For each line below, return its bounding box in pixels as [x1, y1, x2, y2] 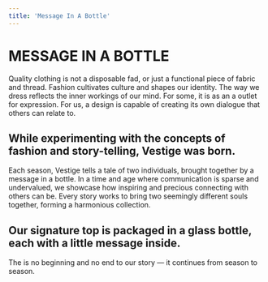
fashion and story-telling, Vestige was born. [8, 143, 236, 158]
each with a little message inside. [8, 236, 181, 250]
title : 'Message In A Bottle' [8, 11, 111, 20]
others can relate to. [8, 108, 76, 117]
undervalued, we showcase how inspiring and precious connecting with [8, 183, 249, 193]
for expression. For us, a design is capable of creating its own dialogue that [8, 99, 261, 109]
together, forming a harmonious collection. [8, 200, 151, 210]
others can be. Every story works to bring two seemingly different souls [8, 191, 249, 201]
